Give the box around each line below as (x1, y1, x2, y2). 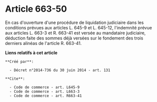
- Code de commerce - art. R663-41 (9, 93, 82, 98)
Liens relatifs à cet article (5, 50, 58, 56)
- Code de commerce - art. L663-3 (9, 89, 80, 94)
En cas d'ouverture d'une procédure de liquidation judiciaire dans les (5, 20, 144, 25)
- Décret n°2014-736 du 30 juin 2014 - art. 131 (9, 67, 111, 73)
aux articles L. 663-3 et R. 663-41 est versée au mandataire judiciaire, (5, 30, 146, 36)
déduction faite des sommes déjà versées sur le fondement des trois (5, 35, 143, 41)
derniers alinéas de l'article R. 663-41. (5, 40, 82, 46)
